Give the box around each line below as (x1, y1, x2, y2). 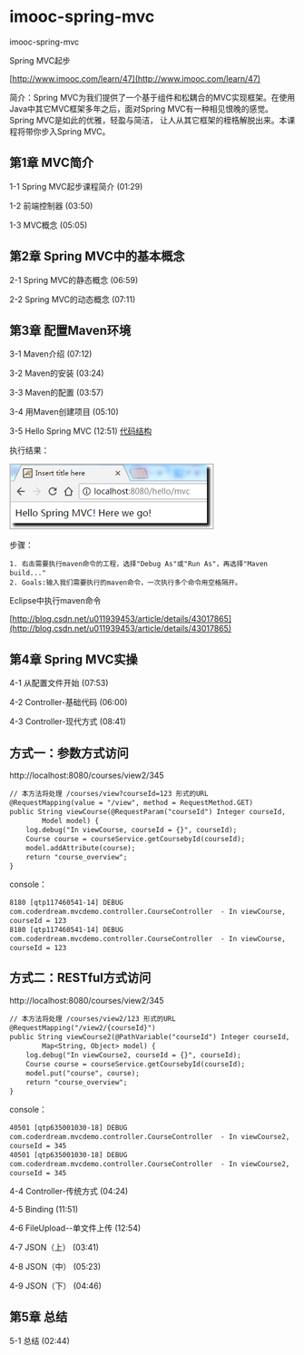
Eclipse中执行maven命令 (9, 595, 102, 606)
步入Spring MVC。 (40, 125, 111, 137)
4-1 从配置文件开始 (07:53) (9, 678, 109, 689)
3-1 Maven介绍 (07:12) (9, 349, 93, 359)
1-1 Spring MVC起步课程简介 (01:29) (9, 181, 143, 191)
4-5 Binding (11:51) (9, 1203, 79, 1214)
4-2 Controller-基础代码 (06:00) (9, 697, 128, 708)
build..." (9, 569, 47, 578)
